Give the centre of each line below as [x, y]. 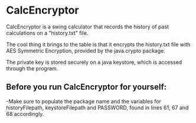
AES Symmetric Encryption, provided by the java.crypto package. [86, 50]
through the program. [32, 68]
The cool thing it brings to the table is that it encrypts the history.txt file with [98, 44]
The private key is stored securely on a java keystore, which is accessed [94, 62]
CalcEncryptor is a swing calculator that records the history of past [88, 27]
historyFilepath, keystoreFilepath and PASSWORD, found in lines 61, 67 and [97, 108]
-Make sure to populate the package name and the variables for [84, 101]
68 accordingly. [25, 114]
